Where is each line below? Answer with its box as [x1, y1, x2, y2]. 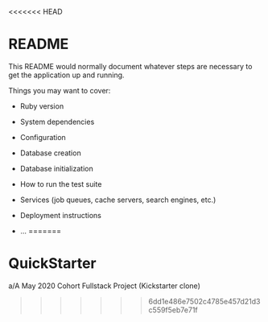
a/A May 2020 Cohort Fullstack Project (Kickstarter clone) [8, 281, 201, 291]
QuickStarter [8, 254, 97, 273]
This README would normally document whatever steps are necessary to [8, 61, 253, 71]
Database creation [19, 148, 82, 158]
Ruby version [19, 101, 64, 111]
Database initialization [19, 163, 94, 173]
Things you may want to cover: [8, 85, 111, 95]
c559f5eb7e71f [148, 305, 199, 315]
